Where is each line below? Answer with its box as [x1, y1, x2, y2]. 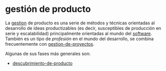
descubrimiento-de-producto [12, 60, 73, 66]
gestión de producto [5, 3, 91, 15]
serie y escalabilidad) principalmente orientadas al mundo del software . [5, 30, 152, 36]
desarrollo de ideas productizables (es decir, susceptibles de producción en [5, 25, 162, 31]
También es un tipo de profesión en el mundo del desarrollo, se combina [5, 36, 154, 42]
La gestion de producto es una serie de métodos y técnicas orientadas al [5, 20, 155, 26]
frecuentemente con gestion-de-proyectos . [5, 41, 95, 47]
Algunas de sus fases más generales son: [5, 51, 91, 57]
